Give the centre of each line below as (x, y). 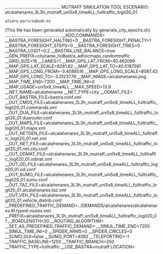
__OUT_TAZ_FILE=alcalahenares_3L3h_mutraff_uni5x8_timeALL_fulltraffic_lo (81, 185)
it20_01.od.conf (20, 169)
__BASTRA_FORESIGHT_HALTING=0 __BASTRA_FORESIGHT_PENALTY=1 (78, 40)
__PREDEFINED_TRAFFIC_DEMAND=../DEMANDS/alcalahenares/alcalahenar (81, 205)
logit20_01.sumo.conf (26, 180)
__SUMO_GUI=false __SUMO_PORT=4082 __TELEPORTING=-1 (67, 237)
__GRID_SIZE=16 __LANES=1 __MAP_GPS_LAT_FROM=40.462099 (70, 61)
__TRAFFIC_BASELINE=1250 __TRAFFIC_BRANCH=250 (60, 242)
